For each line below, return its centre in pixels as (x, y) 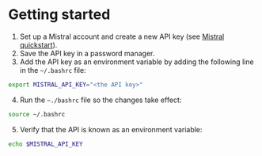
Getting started (59, 15)
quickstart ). (38, 44)
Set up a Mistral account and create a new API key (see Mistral (122, 36)
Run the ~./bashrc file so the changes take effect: (101, 100)
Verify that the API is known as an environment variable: (111, 129)
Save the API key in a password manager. (87, 53)
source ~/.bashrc (37, 114)
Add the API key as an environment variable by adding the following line (137, 62)
